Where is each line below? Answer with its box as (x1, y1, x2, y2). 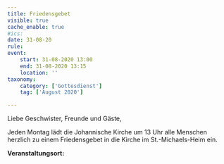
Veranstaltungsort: (7, 149, 65, 158)
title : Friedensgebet (7, 10, 71, 18)
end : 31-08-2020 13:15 (20, 63, 87, 70)
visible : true (7, 17, 49, 24)
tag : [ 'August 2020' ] (20, 89, 83, 96)
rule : (7, 43, 23, 50)
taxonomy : (7, 75, 37, 83)
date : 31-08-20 (7, 37, 52, 44)
